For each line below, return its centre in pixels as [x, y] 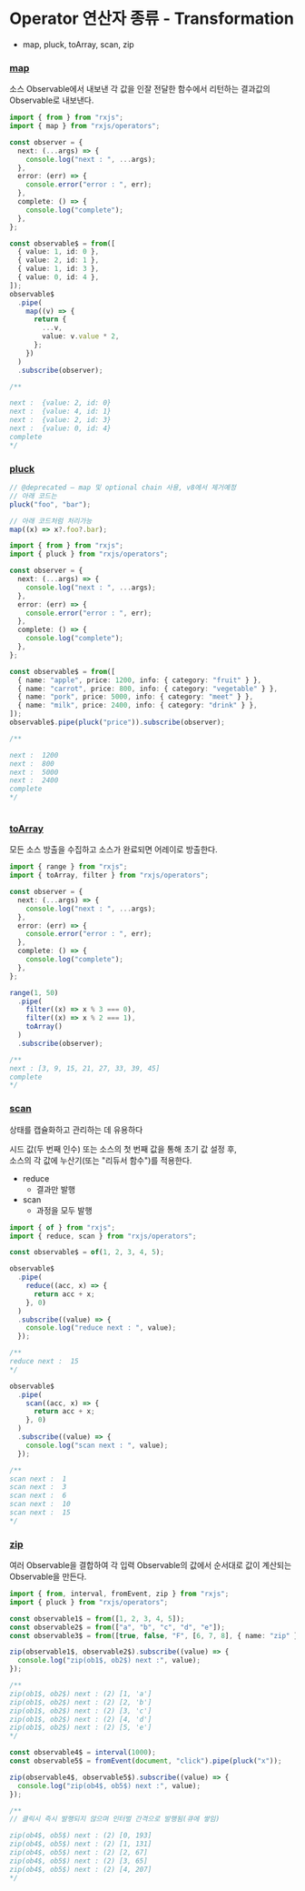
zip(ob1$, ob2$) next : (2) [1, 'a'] [81, 1694]
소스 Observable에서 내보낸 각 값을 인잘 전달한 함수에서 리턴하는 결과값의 [140, 89]
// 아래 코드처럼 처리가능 [51, 521]
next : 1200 [34, 755]
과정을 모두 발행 [64, 1210]
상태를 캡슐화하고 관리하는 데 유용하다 [76, 1130]
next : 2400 [34, 780]
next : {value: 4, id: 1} [60, 412]
